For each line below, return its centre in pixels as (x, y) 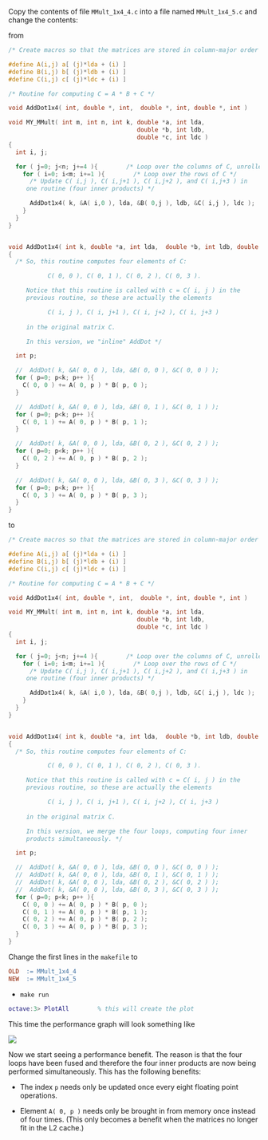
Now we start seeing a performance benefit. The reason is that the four (125, 1054)
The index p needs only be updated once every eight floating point (129, 1087)
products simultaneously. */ (75, 838)
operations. (39, 1095)
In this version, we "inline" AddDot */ (94, 341)
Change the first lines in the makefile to (73, 957)
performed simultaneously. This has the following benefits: (105, 1071)
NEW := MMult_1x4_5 (43, 979)
